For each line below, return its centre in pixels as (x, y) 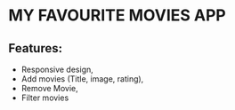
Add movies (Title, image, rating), (82, 79)
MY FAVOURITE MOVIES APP (117, 16)
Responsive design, (57, 69)
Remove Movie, (50, 88)
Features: (36, 48)
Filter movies (45, 98)
